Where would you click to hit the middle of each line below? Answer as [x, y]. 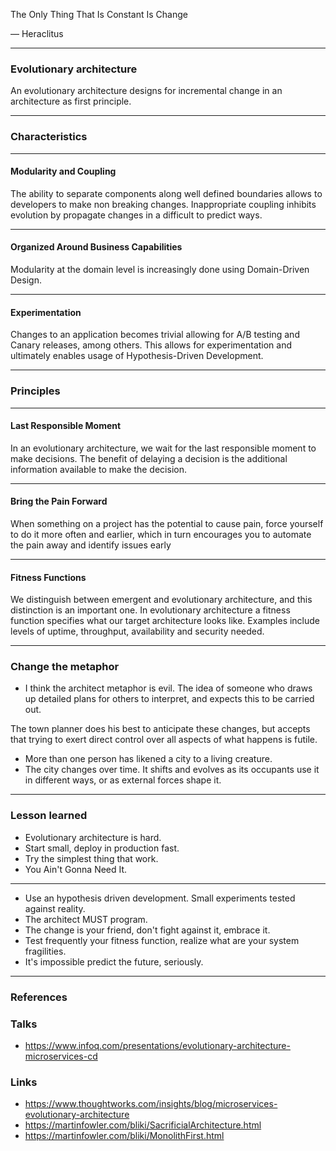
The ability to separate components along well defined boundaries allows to [166, 193]
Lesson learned [49, 816]
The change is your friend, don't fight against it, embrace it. [147, 930]
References [39, 997]
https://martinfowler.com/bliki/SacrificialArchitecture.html [143, 1125]
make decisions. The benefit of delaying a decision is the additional [149, 458]
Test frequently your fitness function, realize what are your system [162, 940]
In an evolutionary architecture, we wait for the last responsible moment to [163, 448]
